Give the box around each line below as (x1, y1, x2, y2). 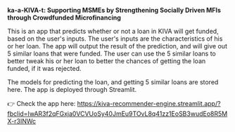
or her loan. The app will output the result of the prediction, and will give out (7, 42, 227, 50)
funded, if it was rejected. (7, 65, 82, 72)
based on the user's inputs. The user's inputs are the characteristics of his (7, 34, 223, 43)
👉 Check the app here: (7, 100, 76, 107)
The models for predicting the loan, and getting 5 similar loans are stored (7, 78, 219, 86)
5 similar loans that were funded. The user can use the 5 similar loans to (7, 49, 217, 58)
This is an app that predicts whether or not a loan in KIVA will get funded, (7, 27, 220, 35)
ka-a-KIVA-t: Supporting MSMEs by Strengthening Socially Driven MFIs (7, 6, 222, 14)
